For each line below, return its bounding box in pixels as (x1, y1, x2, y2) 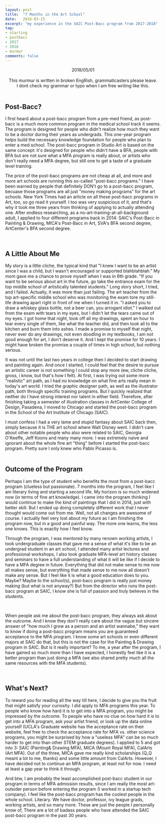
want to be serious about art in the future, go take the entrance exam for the (5, 278, 160, 284)
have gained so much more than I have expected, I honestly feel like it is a (5, 649, 156, 655)
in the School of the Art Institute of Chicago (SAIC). (5, 410, 110, 415)
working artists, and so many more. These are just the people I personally (5, 802, 155, 808)
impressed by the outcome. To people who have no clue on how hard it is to (5, 713, 160, 719)
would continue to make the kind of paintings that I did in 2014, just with (5, 499, 152, 505)
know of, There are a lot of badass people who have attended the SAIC (5, 807, 150, 813)
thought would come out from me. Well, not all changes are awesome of (5, 510, 152, 516)
